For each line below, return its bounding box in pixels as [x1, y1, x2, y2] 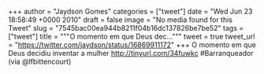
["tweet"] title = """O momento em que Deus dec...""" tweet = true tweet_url [8, 31, 255, 41]
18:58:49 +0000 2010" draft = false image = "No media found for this [8, 15, 232, 24]
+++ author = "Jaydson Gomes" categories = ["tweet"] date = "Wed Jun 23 [8, 7, 253, 16]
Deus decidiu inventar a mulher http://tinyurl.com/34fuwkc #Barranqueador [8, 49, 254, 57]
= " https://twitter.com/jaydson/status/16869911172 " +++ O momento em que [8, 40, 256, 50]
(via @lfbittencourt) [8, 57, 72, 66]
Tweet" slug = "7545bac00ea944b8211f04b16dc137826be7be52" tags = [8, 24, 244, 32]
